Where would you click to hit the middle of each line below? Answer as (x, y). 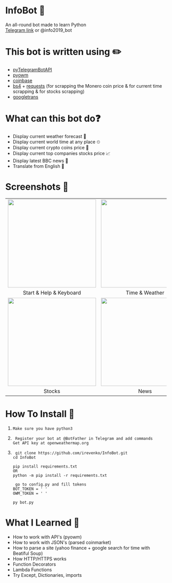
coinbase (22, 80)
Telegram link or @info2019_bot (39, 30)
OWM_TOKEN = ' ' (30, 493)
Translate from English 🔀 (39, 166)
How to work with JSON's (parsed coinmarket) (62, 542)
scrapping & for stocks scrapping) (49, 91)
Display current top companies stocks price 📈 (62, 153)
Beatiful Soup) (28, 553)
